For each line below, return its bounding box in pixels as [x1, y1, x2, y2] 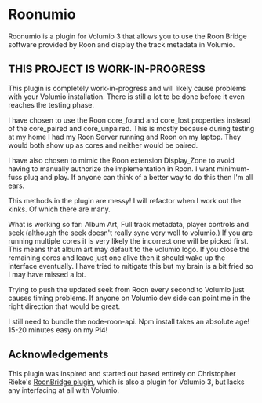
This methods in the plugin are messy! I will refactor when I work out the [8, 196, 242, 205]
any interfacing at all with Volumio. [8, 385, 120, 394]
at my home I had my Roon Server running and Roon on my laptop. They [8, 132, 242, 141]
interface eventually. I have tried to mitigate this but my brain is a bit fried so [8, 261, 253, 270]
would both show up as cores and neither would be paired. [8, 140, 198, 150]
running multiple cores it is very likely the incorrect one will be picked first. [8, 236, 249, 245]
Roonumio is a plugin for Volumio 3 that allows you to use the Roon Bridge [8, 31, 247, 41]
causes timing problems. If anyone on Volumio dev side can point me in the [8, 293, 251, 302]
